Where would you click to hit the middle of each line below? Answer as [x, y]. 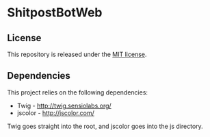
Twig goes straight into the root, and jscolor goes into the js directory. [105, 126]
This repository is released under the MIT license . [77, 54]
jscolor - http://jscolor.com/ [55, 113]
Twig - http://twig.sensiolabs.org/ [64, 105]
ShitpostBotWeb [55, 13]
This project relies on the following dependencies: [78, 92]
